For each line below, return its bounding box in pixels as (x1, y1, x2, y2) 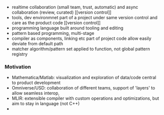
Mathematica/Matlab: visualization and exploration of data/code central (11, 75, 157, 81)
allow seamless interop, (11, 90, 60, 96)
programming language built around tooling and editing (11, 25, 124, 31)
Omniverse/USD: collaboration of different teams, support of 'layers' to (11, 85, 155, 91)
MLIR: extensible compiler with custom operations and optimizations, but (11, 95, 159, 101)
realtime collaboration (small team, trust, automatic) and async (11, 4, 138, 10)
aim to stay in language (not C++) (11, 101, 80, 107)
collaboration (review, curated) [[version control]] (11, 9, 111, 15)
